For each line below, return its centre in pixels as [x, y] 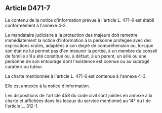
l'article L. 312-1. [22, 106]
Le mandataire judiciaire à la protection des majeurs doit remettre [71, 35]
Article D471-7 [28, 8]
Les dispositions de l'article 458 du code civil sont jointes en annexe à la [79, 95]
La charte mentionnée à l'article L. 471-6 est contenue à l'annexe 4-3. [76, 76]
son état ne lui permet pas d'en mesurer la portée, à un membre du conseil [81, 51]
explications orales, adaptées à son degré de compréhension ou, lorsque [79, 45]
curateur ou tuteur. [24, 66]
